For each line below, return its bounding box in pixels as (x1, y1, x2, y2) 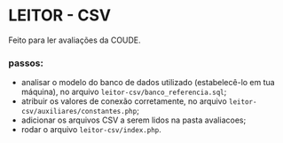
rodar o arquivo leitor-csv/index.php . (20, 124, 161, 135)
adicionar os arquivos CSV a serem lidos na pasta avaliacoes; (20, 115, 247, 125)
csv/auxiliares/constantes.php (20, 107, 138, 116)
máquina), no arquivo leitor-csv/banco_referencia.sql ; (20, 86, 227, 98)
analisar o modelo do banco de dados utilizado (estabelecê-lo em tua (20, 77, 276, 88)
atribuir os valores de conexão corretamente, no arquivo (20, 96, 227, 107)
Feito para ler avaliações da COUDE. (8, 35, 141, 45)
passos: (8, 57, 43, 69)
